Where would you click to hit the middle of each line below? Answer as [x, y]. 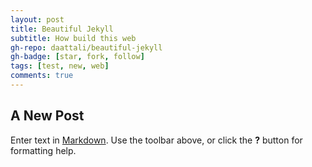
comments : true [42, 76]
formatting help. [43, 150]
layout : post [37, 19]
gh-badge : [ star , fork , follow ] [77, 57]
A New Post [47, 116]
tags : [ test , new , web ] [60, 66]
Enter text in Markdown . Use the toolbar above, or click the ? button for [156, 140]
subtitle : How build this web [73, 38]
